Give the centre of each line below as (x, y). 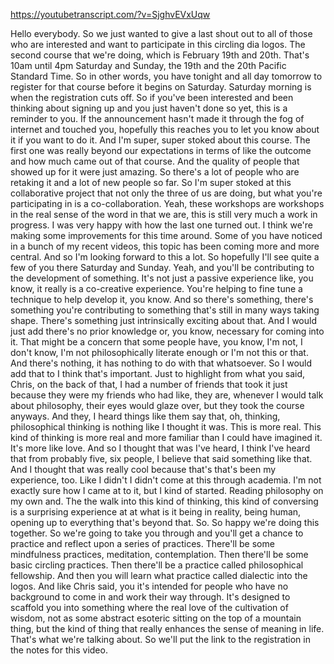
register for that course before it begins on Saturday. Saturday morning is (161, 87)
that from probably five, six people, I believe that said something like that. (161, 458)
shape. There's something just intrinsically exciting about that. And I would (164, 320)
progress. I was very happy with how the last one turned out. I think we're (162, 225)
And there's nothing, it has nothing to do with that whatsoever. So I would (161, 363)
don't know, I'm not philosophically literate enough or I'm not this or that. (159, 352)
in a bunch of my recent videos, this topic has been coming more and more (165, 246)
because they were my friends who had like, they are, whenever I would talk (167, 395)
